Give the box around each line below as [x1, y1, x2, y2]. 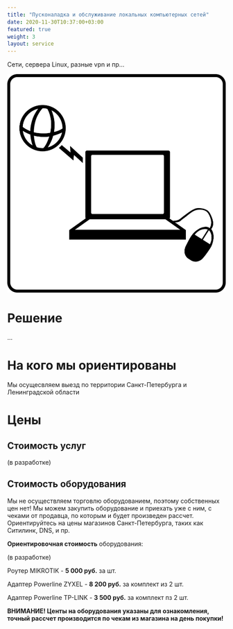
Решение [7, 311, 62, 326]
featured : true [7, 26, 51, 33]
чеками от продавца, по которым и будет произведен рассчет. [7, 511, 194, 519]
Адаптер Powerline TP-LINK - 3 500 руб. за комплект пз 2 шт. [7, 593, 189, 601]
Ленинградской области [7, 388, 80, 396]
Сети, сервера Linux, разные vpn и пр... [7, 60, 125, 69]
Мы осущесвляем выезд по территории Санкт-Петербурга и [7, 381, 187, 388]
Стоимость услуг [7, 440, 87, 451]
